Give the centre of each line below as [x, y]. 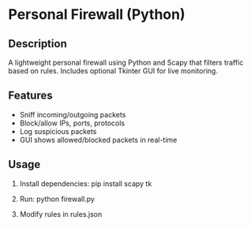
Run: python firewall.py [57, 199]
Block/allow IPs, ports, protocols [72, 123]
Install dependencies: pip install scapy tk [86, 184]
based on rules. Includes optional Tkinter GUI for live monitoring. [113, 71]
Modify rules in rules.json [61, 214]
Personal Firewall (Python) [97, 15]
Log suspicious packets [58, 131]
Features [30, 96]
